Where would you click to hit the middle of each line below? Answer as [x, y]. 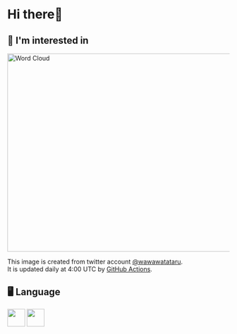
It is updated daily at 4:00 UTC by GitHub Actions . [80, 269]
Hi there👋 [35, 14]
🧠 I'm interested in [48, 41]
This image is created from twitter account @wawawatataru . [95, 261]
